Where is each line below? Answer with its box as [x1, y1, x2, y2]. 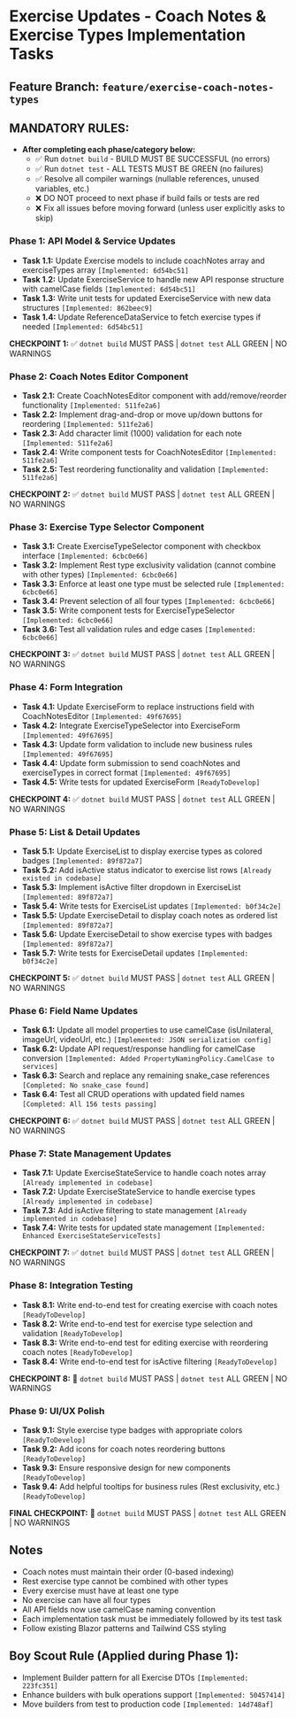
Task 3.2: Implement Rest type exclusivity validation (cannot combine [21, 560, 277, 570]
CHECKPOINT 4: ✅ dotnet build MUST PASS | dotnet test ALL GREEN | [9, 793, 276, 804]
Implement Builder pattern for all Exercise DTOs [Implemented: [21, 1672, 249, 1683]
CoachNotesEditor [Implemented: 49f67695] [21, 710, 183, 721]
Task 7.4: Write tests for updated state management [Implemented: [21, 1222, 266, 1233]
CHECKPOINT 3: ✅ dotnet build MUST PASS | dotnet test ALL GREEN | [9, 649, 276, 660]
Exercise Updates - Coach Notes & [9, 6, 267, 27]
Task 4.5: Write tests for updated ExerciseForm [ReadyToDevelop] [21, 777, 261, 787]
